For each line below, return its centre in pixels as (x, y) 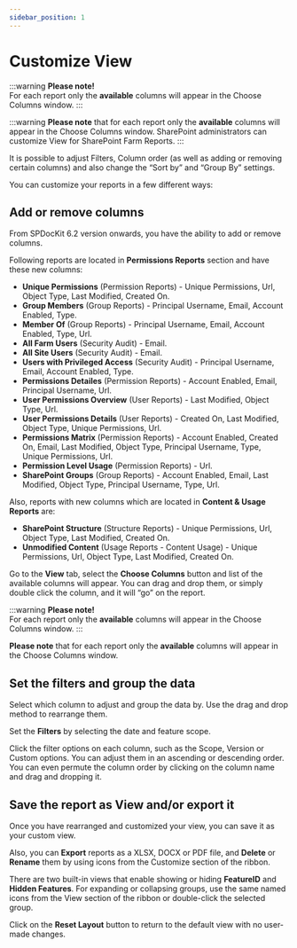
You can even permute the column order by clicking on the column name (142, 767)
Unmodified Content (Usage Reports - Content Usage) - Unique (140, 547)
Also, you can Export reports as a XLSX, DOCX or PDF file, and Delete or (143, 853)
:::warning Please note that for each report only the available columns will (145, 121)
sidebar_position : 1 (47, 17)
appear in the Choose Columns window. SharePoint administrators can (138, 131)
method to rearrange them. (59, 714)
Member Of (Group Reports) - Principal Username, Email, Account (143, 325)
